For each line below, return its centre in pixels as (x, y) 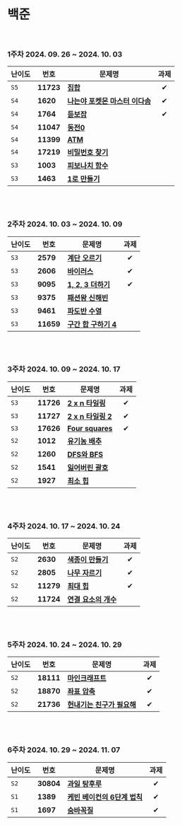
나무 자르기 (84, 573)
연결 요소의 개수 (92, 600)
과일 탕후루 (84, 784)
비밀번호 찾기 (87, 153)
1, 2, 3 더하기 (89, 284)
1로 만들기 (83, 179)
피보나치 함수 (87, 166)
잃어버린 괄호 (87, 468)
